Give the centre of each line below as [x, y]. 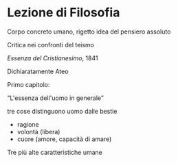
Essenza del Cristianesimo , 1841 [53, 58]
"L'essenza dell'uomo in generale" [56, 98]
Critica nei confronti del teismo [51, 45]
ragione [28, 124]
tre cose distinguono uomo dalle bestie [62, 111]
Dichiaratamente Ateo [38, 71]
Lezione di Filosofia [64, 13]
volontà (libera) [38, 131]
